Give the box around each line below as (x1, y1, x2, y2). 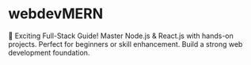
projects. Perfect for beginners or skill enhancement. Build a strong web (8, 39, 243, 48)
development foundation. (8, 48, 90, 57)
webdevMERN (8, 5, 104, 23)
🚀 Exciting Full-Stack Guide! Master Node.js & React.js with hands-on (8, 31, 234, 40)
